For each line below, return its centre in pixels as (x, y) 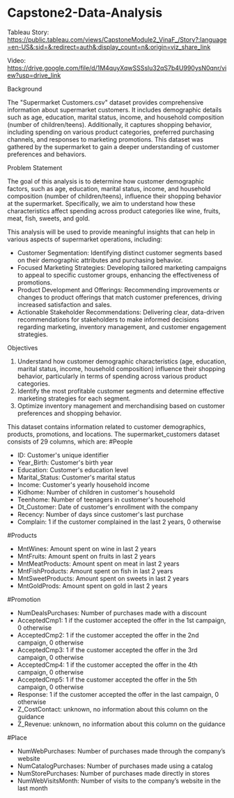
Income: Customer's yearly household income (83, 484)
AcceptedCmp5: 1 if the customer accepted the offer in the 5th (107, 679)
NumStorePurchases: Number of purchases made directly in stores (114, 773)
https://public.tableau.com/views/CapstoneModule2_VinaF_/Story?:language (117, 39)
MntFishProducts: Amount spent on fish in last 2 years (95, 571)
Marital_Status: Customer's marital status (76, 477)
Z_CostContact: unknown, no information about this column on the (112, 709)
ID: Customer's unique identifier (63, 455)
